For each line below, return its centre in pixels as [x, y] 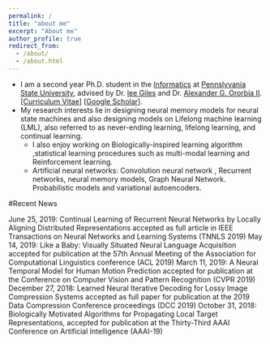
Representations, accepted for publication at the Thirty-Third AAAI [119, 322]
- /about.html [39, 62]
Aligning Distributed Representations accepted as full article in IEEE [121, 227]
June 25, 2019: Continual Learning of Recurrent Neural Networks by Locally [135, 219]
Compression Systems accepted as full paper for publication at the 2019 [129, 296]
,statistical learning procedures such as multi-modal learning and [141, 153]
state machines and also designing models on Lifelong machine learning [141, 118]
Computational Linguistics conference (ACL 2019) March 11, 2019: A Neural [133, 262]
